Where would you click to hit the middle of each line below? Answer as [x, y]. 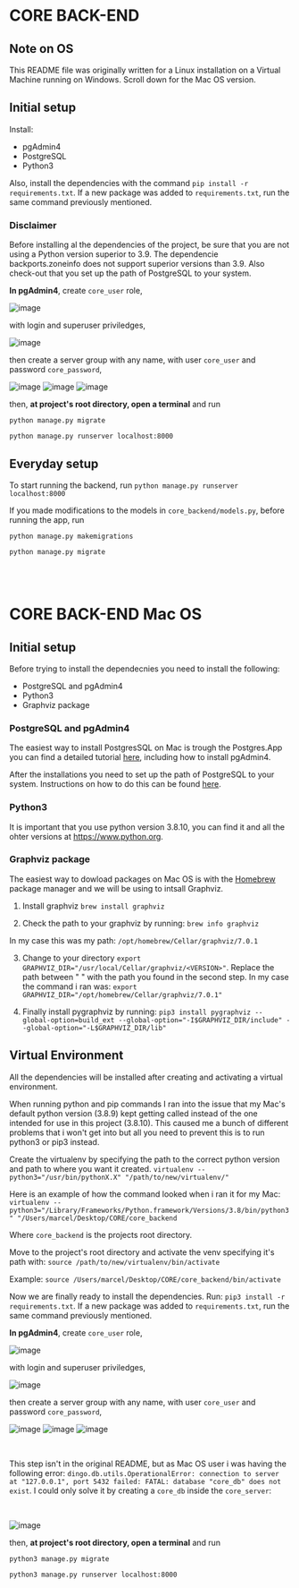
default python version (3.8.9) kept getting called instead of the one [133, 1113]
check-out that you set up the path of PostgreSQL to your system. [130, 273]
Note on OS [42, 49]
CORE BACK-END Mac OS [106, 615]
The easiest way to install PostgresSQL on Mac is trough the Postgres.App [146, 747]
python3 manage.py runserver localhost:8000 [93, 1575]
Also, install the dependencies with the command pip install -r [129, 183]
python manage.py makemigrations [71, 536]
